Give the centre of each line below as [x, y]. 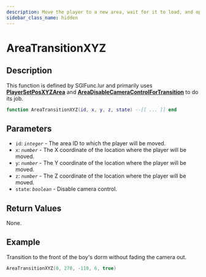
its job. [15, 98]
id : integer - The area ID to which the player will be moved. [90, 143]
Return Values [34, 208]
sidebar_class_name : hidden [42, 18]
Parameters [29, 128]
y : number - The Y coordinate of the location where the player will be [101, 163]
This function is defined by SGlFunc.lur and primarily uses [79, 85]
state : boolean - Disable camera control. [66, 189]
